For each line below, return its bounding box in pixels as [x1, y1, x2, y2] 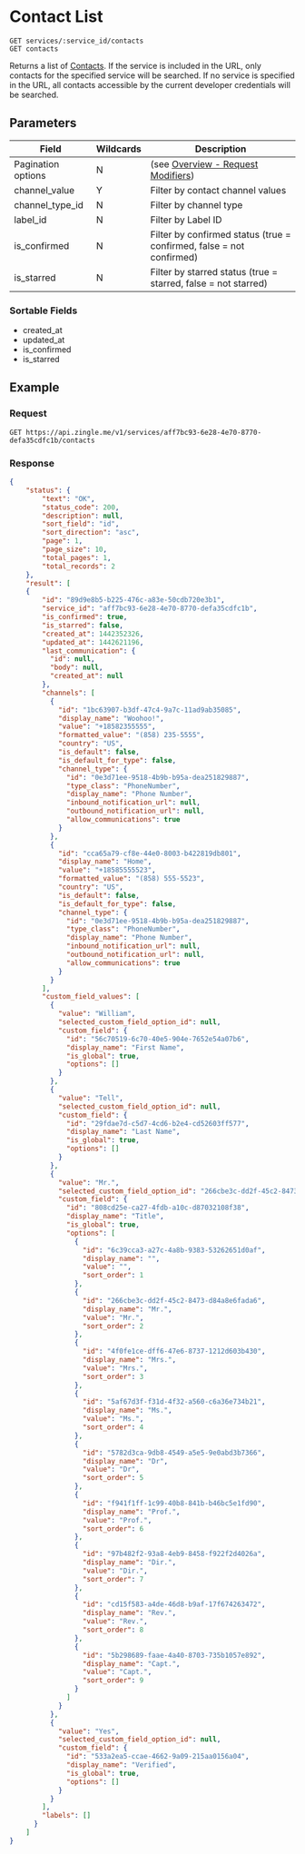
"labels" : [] [42, 1811, 92, 1820]
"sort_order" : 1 [82, 1271, 144, 1280]
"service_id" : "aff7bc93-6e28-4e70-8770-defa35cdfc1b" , [42, 604, 258, 614]
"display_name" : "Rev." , [82, 1609, 177, 1618]
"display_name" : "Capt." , [82, 1659, 181, 1668]
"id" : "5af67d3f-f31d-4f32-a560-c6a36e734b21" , [82, 1397, 266, 1406]
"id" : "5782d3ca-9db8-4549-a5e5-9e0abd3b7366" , [82, 1448, 266, 1457]
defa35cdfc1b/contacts [9, 436, 95, 445]
